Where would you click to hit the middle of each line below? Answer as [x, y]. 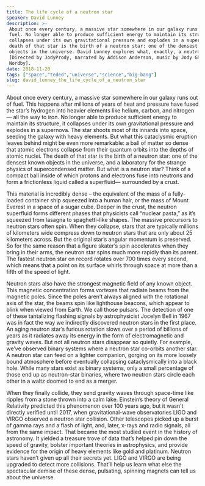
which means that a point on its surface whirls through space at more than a [102, 265]
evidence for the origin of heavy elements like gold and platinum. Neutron [99, 451]
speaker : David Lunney [35, 18]
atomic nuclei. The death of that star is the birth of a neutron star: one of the [102, 156]
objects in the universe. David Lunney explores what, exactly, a [95, 52]
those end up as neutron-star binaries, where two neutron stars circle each [101, 375]
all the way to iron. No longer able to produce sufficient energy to [95, 117]
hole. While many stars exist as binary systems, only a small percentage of [100, 368]
